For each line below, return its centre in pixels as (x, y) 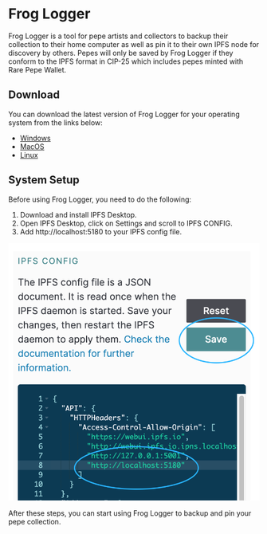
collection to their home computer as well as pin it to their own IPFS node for (134, 44)
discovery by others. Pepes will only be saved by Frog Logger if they (121, 53)
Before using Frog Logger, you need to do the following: (100, 199)
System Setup (44, 180)
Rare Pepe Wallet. (37, 69)
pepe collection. (35, 521)
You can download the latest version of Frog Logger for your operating (124, 114)
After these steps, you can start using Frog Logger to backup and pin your (130, 513)
